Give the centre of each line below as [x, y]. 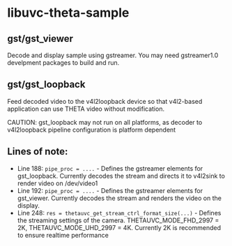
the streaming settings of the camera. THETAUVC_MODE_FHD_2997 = [118, 220]
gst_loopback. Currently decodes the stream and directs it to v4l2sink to [121, 176]
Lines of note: [38, 152]
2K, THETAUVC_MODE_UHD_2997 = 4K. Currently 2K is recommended [119, 227]
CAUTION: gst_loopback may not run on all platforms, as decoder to [105, 122]
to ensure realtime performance [63, 235]
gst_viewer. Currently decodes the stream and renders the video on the [119, 198]
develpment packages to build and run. [63, 63]
